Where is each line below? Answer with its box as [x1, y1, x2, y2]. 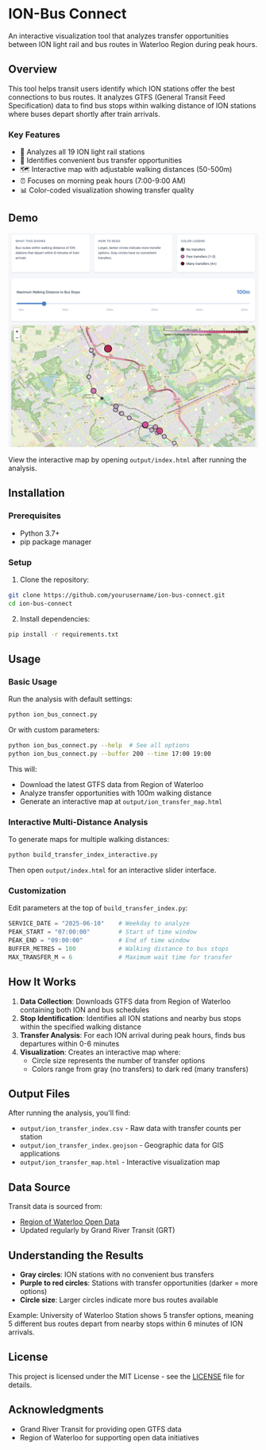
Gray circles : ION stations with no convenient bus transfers [19, 1270, 214, 1280]
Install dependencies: [19, 614, 91, 623]
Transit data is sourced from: [8, 1202, 103, 1211]
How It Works [8, 976, 77, 989]
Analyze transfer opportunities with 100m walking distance [19, 788, 212, 797]
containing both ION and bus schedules [19, 1004, 149, 1015]
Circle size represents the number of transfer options [31, 1055, 206, 1065]
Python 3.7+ [19, 528, 60, 538]
